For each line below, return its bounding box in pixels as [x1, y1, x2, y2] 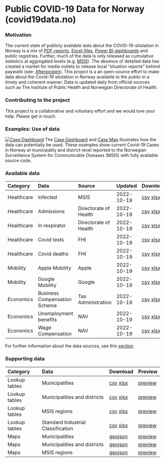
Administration [78, 299, 112, 306]
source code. [5, 157, 32, 163]
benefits [37, 316, 57, 323]
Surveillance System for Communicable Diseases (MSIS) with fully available [5, 153, 158, 158]
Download [109, 368, 134, 375]
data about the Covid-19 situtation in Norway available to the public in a [5, 74, 150, 80]
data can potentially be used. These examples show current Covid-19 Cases [5, 142, 160, 148]
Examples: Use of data [5, 125, 60, 132]
